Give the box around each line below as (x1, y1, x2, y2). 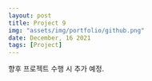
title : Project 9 (8, 19, 66, 27)
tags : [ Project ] (8, 41, 62, 49)
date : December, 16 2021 (8, 33, 91, 42)
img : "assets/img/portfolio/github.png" (8, 26, 146, 34)
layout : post (8, 11, 52, 20)
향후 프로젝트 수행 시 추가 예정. (8, 64, 105, 74)
